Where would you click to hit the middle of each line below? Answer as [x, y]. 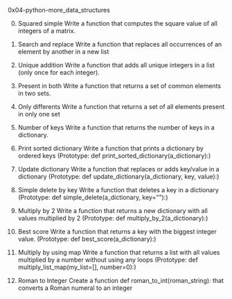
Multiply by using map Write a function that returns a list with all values [119, 252]
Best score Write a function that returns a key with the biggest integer [117, 231]
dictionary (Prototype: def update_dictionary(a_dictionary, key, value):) [118, 177]
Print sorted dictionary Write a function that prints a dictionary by [110, 148]
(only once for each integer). [59, 72]
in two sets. [34, 93]
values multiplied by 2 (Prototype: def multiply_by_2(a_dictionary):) [113, 218]
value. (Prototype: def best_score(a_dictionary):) [87, 239]
